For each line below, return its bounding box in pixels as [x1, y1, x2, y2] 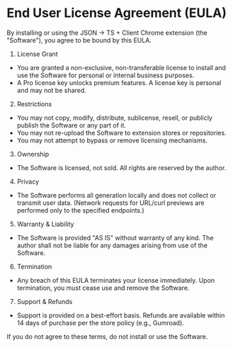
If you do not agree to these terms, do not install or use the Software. [6, 332, 208, 341]
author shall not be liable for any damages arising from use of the [16, 241, 208, 249]
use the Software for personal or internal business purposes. [16, 71, 195, 79]
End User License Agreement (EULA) [6, 5, 227, 21]
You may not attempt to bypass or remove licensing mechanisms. [16, 136, 208, 145]
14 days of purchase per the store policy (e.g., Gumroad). [16, 318, 185, 327]
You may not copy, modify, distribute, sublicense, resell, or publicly [16, 113, 213, 122]
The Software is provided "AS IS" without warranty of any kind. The [16, 233, 214, 242]
